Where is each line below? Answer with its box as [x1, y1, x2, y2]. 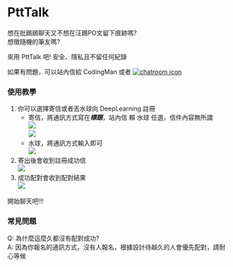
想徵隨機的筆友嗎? [7, 37, 61, 46]
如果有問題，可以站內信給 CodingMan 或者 [7, 67, 132, 76]
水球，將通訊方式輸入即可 [28, 139, 103, 147]
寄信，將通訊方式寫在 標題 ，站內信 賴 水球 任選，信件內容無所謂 [28, 113, 213, 122]
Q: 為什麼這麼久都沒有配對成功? [7, 234, 100, 242]
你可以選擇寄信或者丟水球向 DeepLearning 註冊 [17, 104, 155, 113]
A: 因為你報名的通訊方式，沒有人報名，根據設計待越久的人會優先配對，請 [7, 242, 220, 251]
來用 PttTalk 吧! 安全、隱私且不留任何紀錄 [7, 52, 127, 61]
